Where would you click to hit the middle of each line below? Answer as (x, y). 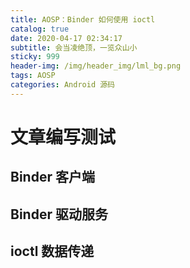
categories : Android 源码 (62, 85)
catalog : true (40, 29)
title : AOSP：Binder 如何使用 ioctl (83, 19)
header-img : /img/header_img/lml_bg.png (96, 66)
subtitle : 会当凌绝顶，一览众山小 (74, 47)
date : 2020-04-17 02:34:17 (66, 38)
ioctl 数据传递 (52, 251)
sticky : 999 (35, 57)
